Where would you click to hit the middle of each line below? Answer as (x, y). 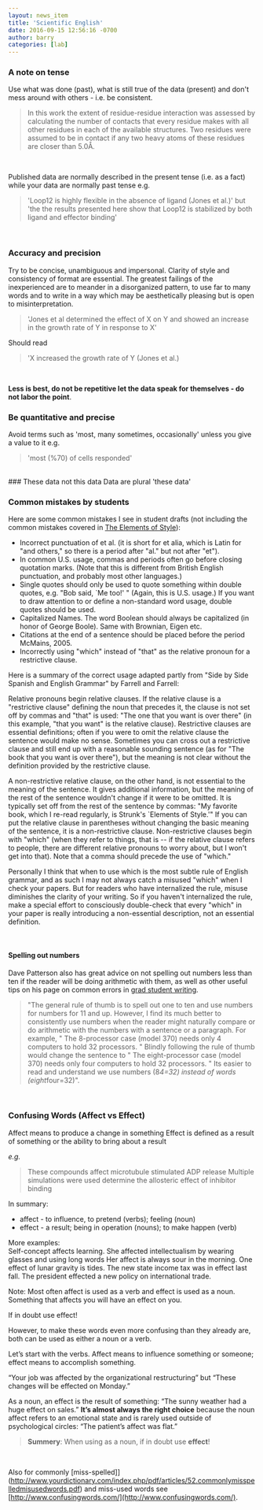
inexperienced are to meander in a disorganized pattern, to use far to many (130, 287)
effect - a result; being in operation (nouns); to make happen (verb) (128, 1227)
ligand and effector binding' (72, 217)
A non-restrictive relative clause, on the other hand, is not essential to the (127, 781)
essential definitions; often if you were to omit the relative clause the (119, 733)
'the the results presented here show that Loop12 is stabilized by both (140, 209)
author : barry (31, 37)
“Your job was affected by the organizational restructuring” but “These (122, 1377)
